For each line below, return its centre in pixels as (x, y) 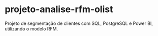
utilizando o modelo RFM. (31, 28)
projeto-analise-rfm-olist (59, 9)
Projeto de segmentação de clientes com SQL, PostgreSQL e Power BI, (79, 23)
